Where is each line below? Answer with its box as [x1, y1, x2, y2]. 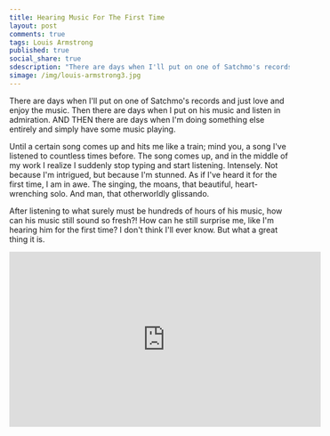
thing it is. [9, 233, 45, 245]
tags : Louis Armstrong [9, 37, 93, 47]
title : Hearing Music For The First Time [9, 12, 165, 22]
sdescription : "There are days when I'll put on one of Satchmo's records [9, 63, 293, 72]
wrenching [9, 188, 49, 198]
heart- [235, 179, 258, 190]
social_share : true [9, 54, 82, 63]
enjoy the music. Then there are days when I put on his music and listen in [9, 104, 281, 116]
